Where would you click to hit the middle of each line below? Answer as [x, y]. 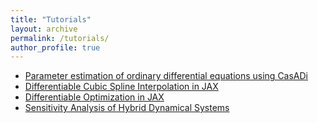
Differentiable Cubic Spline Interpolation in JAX [121, 87]
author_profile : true [55, 47]
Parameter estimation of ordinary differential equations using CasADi [166, 76]
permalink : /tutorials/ [60, 38]
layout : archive [44, 29]
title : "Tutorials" [51, 19]
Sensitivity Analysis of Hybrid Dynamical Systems [127, 108]
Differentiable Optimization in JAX [94, 97]
